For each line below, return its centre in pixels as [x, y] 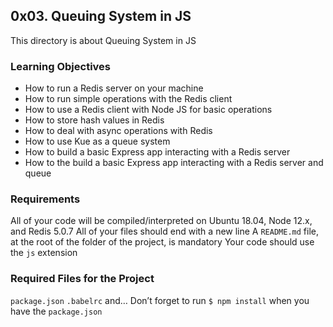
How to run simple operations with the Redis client [128, 99]
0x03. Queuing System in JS [101, 16]
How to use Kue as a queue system [97, 141]
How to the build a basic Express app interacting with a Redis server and [174, 163]
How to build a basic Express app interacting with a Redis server [157, 152]
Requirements [45, 199]
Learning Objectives [61, 66]
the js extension [44, 253]
